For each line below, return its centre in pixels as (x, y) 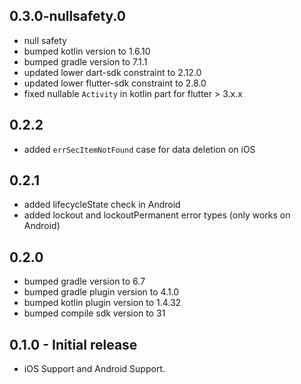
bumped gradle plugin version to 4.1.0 (101, 292)
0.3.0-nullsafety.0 (68, 16)
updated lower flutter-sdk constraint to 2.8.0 (115, 83)
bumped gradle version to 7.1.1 (85, 61)
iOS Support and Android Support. (94, 369)
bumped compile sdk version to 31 (94, 313)
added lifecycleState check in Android (102, 205)
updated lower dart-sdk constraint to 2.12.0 (112, 72)
